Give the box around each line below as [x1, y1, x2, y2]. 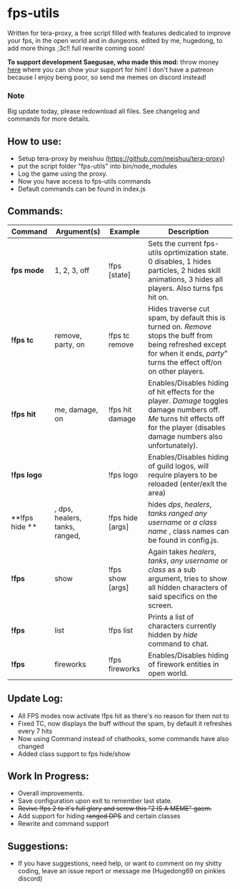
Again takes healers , [147, 547, 216, 557]
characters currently [147, 620, 216, 630]
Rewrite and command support [17, 820, 109, 828]
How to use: [7, 135, 62, 147]
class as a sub [147, 565, 196, 575]
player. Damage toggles [147, 395, 229, 405]
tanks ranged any [147, 508, 208, 518]
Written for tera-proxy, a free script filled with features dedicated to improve [7, 29, 231, 37]
